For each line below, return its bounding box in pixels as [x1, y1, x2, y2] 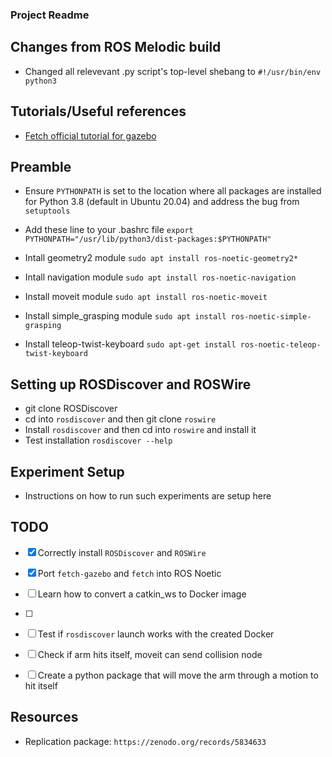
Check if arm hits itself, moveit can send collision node [37, 648, 263, 660]
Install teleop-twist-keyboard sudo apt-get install [24, 338, 237, 350]
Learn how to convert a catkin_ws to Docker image [37, 588, 247, 600]
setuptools [24, 206, 71, 217]
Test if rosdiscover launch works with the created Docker [37, 628, 275, 640]
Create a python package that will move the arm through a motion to [37, 669, 319, 681]
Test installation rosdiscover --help [24, 434, 173, 447]
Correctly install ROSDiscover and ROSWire [37, 546, 207, 558]
